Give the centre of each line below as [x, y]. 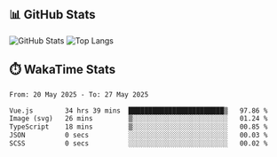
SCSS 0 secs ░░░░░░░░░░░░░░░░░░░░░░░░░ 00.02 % [138, 144]
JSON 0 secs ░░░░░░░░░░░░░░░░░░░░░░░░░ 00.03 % [138, 136]
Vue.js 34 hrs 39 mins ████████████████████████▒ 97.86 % [138, 110]
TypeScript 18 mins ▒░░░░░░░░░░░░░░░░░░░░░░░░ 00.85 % [138, 127]
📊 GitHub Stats [52, 15]
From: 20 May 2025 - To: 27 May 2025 [79, 94]
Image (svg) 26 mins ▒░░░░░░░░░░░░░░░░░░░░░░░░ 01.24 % [138, 119]
